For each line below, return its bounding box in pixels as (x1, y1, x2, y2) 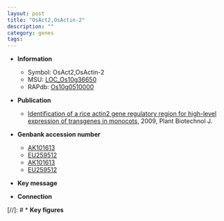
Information (17, 55, 53, 63)
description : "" (7, 23, 54, 30)
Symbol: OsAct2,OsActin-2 (27, 68, 105, 77)
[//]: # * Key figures (7, 206, 64, 214)
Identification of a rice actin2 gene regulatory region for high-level (27, 110, 217, 118)
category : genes (7, 29, 54, 37)
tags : (7, 36, 23, 43)
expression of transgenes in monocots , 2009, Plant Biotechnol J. (27, 117, 213, 125)
